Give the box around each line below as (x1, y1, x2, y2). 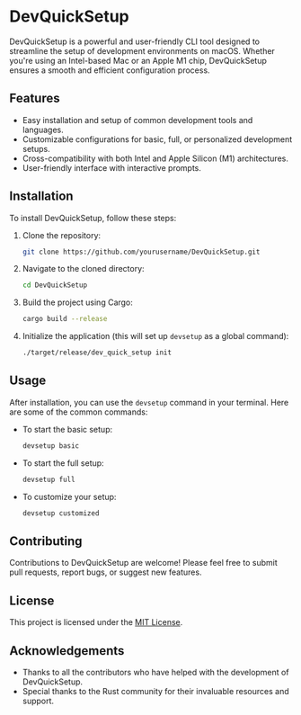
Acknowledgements (9, 643, 125, 658)
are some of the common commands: (9, 407, 148, 417)
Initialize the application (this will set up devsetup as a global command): (22, 331, 289, 342)
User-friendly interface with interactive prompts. (22, 162, 202, 173)
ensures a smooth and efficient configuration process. (9, 65, 210, 76)
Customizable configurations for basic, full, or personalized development (22, 133, 293, 145)
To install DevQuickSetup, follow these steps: (9, 212, 177, 223)
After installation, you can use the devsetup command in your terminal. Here (9, 397, 289, 407)
